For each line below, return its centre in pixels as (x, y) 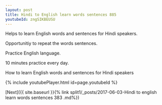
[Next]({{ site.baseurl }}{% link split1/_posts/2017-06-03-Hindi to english (81, 92)
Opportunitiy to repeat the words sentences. (51, 43)
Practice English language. (33, 53)
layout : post (19, 10)
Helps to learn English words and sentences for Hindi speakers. (71, 34)
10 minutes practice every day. (37, 63)
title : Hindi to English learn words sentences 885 (61, 15)
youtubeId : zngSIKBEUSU (30, 19)
